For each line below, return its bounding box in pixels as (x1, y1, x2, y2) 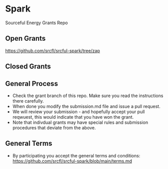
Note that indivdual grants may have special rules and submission (12, 119, 148, 125)
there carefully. (12, 98, 44, 104)
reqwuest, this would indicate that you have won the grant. (12, 114, 134, 120)
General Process (5, 79, 58, 88)
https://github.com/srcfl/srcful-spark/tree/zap (5, 47, 100, 53)
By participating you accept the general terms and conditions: (12, 152, 140, 158)
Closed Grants (5, 62, 51, 71)
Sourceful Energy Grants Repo (5, 20, 68, 26)
